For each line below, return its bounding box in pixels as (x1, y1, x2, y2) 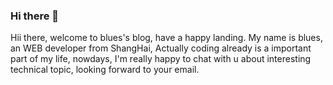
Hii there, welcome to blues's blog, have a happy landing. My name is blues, (10, 32, 323, 44)
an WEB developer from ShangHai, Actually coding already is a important (10, 42, 312, 54)
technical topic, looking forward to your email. (10, 64, 200, 76)
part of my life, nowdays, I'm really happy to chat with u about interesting (10, 53, 312, 65)
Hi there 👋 (10, 9, 60, 23)
